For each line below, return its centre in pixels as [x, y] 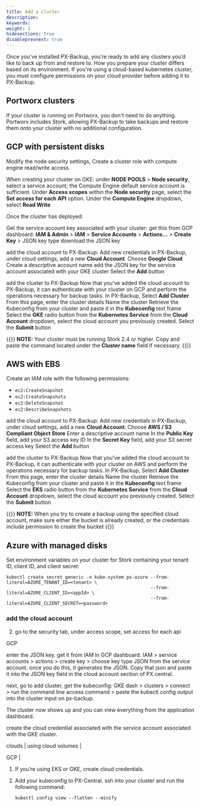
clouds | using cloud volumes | [44, 745]
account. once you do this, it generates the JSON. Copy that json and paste [99, 668]
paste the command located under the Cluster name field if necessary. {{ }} [99, 345]
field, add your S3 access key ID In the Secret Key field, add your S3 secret [99, 440]
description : [22, 17]
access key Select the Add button [48, 446]
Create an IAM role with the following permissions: [68, 378]
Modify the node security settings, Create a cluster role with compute [92, 161]
